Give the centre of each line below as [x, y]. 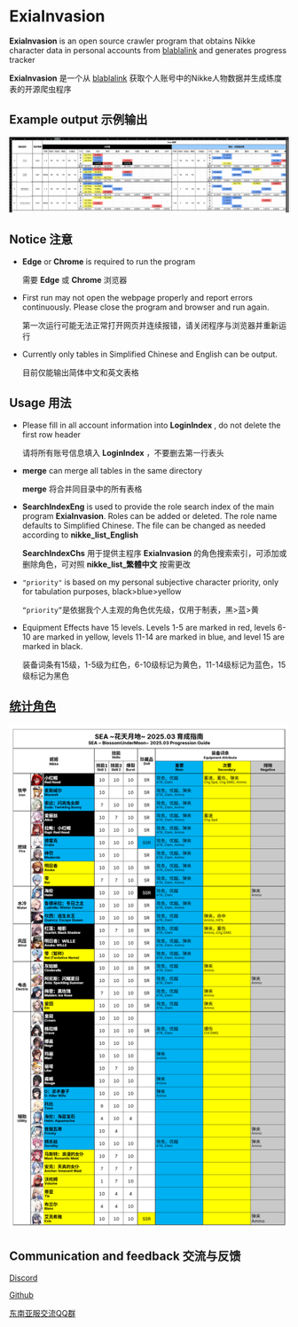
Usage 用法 [41, 403]
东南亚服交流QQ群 [43, 1314]
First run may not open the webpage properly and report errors [137, 297]
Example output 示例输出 [78, 120]
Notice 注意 [41, 240]
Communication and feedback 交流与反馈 [125, 1256]
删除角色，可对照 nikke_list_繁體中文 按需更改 [106, 564]
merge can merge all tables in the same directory [112, 470]
